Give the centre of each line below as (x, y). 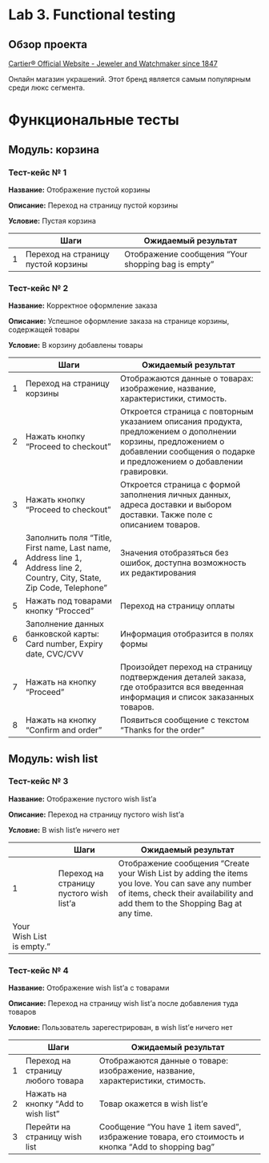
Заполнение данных (64, 624)
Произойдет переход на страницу (186, 667)
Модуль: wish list (53, 759)
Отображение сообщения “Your (186, 254)
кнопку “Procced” (60, 611)
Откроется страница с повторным (187, 412)
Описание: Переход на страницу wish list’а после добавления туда (123, 1003)
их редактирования (158, 573)
